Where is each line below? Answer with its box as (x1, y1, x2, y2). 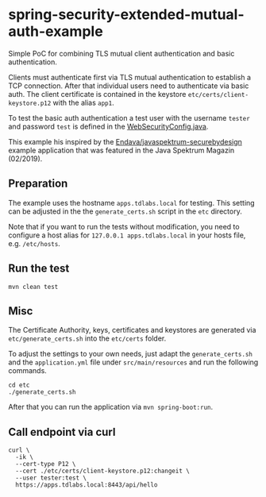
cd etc (8, 381, 30, 390)
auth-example (8, 22, 103, 40)
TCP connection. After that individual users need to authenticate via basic (8, 81, 249, 91)
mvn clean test (8, 283, 59, 291)
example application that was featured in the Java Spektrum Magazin (8, 145, 235, 155)
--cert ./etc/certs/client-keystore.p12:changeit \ (15, 467, 191, 476)
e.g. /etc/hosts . (8, 238, 61, 248)
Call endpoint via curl (8, 425, 116, 438)
